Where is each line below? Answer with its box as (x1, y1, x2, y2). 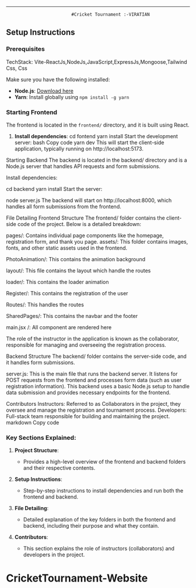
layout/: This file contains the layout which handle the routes (6, 267, 151, 274)
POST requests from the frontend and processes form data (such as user (6, 376, 182, 384)
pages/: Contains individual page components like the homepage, (6, 232, 164, 239)
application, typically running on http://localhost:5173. (14, 145, 144, 152)
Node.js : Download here (14, 87, 74, 94)
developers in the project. (23, 551, 85, 558)
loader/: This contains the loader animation (6, 278, 109, 285)
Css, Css (6, 64, 27, 71)
